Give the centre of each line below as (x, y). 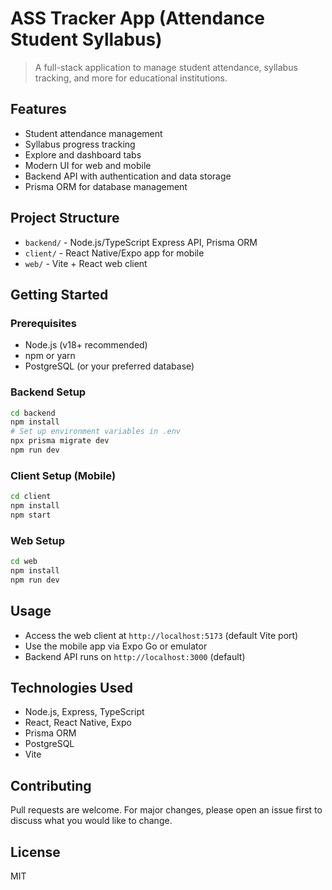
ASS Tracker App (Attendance (138, 18)
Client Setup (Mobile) (63, 475)
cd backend (33, 413)
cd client (31, 497)
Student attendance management (93, 133)
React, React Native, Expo (78, 723)
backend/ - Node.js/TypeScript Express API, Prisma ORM (141, 242)
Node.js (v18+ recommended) (86, 345)
